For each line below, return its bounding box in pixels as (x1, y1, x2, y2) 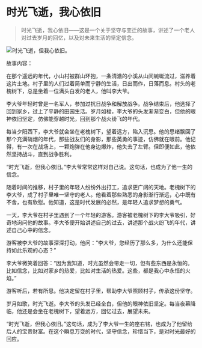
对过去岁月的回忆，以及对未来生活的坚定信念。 (20, 34, 137, 41)
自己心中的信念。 (11, 226, 54, 233)
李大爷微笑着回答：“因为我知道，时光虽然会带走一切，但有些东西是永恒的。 (6, 259, 194, 266)
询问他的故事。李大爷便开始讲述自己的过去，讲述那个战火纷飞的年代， (16, 219, 191, 226)
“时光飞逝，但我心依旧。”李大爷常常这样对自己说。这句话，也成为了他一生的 (6, 163, 193, 170)
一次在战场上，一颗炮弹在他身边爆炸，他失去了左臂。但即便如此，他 (22, 142, 191, 150)
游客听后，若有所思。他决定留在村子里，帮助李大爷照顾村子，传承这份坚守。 (6, 287, 196, 295)
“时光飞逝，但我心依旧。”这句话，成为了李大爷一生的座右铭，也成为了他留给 (6, 320, 193, 328)
